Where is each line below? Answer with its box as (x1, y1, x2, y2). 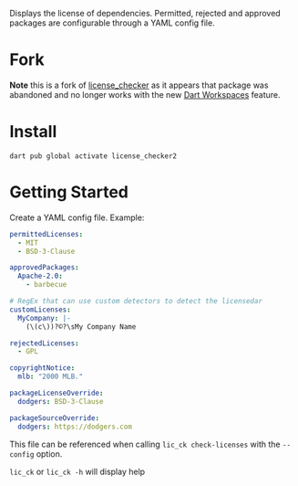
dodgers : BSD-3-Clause (17, 396, 104, 406)
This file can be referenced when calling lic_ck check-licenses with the (9, 438, 281, 449)
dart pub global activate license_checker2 (9, 151, 178, 161)
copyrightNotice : (9, 364, 76, 373)
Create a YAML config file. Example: (9, 212, 145, 223)
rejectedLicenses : (9, 338, 79, 348)
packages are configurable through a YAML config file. (9, 17, 216, 28)
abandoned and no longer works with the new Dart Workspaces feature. (9, 89, 281, 100)
